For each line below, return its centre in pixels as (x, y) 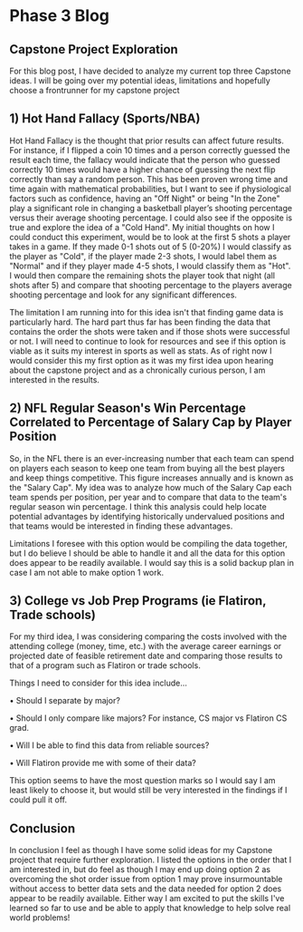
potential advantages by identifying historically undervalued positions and (147, 516)
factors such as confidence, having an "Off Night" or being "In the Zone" (145, 198)
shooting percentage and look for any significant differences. (123, 295)
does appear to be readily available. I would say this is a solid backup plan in (151, 562)
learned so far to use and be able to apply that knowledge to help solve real (150, 908)
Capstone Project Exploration (94, 49)
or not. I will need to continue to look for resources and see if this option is (148, 341)
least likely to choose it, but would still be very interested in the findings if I (148, 791)
